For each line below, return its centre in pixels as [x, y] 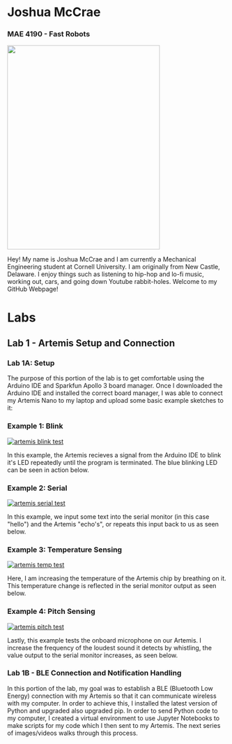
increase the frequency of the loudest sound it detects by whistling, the [110, 648]
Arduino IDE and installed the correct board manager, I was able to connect [115, 393]
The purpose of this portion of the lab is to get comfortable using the [106, 378]
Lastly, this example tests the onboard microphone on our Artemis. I [105, 640]
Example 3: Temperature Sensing [65, 550]
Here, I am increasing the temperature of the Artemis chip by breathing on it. [117, 578]
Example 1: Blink [35, 426]
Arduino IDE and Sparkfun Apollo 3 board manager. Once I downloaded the [115, 386]
